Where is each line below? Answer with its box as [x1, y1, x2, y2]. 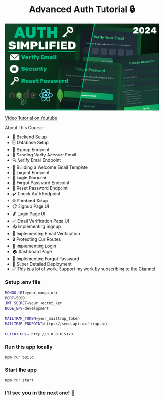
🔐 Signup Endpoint [12, 147, 50, 153]
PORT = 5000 [5, 295, 25, 301]
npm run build [5, 355, 34, 360]
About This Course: [5, 125, 44, 131]
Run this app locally [5, 343, 53, 350]
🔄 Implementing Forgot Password [12, 256, 79, 262]
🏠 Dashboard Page [12, 249, 52, 255]
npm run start [5, 378, 34, 383]
